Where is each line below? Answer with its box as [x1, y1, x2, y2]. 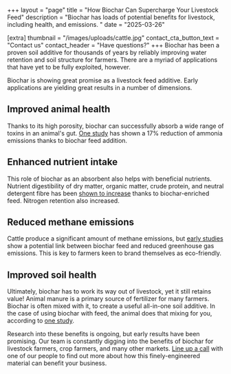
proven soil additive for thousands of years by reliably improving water [7, 48, 207, 56]
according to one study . [7, 316, 74, 325]
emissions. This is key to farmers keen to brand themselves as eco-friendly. [7, 249, 222, 257]
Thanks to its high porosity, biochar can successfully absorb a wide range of [7, 122, 224, 130]
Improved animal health [7, 103, 111, 115]
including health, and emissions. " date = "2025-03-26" [7, 21, 165, 28]
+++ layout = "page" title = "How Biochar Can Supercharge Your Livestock [7, 6, 219, 14]
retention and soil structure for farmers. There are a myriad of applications [7, 56, 218, 64]
